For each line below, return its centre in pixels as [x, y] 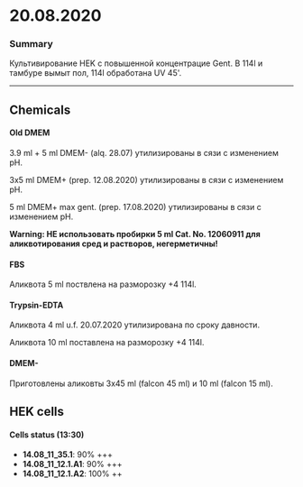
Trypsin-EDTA [37, 305]
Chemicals [40, 110]
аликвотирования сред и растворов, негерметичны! [114, 243]
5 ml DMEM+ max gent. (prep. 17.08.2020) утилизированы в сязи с [135, 207]
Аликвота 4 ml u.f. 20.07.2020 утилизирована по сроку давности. [134, 325]
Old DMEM [30, 133]
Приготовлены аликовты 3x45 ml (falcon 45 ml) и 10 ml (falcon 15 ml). [141, 383]
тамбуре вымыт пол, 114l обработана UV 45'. [96, 73]
